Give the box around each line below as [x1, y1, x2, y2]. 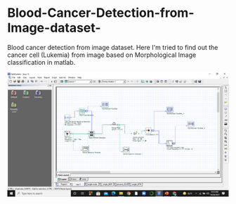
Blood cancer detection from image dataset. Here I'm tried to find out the [7, 43, 218, 51]
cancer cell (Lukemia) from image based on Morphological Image [7, 51, 197, 59]
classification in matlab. [7, 58, 76, 66]
